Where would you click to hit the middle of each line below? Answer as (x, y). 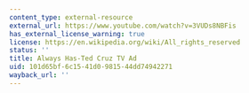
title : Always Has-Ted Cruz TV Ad (73, 58)
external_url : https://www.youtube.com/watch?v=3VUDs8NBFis (123, 26)
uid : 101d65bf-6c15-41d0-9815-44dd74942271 (91, 67)
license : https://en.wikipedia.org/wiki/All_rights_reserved (125, 42)
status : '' (29, 50)
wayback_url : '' (39, 75)
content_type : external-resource (71, 17)
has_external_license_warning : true (77, 34)
